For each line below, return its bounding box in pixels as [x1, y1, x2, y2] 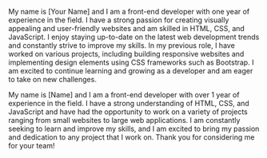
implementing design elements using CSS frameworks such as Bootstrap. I [8, 57, 254, 67]
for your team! [8, 141, 55, 150]
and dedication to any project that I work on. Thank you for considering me [8, 132, 255, 142]
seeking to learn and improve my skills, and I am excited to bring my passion [8, 124, 260, 133]
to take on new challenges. [8, 75, 98, 84]
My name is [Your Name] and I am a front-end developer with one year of [8, 7, 250, 16]
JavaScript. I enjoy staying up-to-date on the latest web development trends [8, 32, 260, 41]
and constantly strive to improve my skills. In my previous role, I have [8, 41, 236, 50]
